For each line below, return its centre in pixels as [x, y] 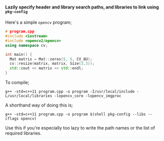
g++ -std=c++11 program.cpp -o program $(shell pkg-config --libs [76, 115]
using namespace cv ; [27, 45]
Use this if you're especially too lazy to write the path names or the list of [80, 128]
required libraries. [23, 133]
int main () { [19, 54]
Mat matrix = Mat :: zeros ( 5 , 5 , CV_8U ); [51, 59]
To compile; [17, 83]
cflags [12, 119]
